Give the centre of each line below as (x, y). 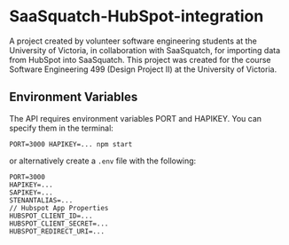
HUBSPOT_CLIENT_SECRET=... (59, 224)
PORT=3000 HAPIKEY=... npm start (71, 144)
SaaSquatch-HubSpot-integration (137, 16)
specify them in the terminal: (61, 128)
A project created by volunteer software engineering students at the (133, 41)
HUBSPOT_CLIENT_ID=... (51, 216)
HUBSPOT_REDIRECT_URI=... (57, 231)
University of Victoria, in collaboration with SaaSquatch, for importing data (145, 50)
